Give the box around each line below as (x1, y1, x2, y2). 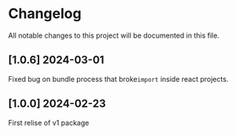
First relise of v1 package (8, 118, 90, 127)
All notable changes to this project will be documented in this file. (8, 31, 220, 40)
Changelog (8, 5, 82, 23)
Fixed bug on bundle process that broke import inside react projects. (8, 74, 229, 83)
